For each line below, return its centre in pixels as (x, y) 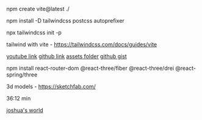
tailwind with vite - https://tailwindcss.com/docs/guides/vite (82, 44)
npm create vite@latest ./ (38, 9)
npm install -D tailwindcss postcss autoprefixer (66, 21)
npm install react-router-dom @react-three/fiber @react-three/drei (90, 68)
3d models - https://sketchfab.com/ (51, 86)
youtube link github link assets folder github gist (67, 56)
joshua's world (25, 110)
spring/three (22, 75)
